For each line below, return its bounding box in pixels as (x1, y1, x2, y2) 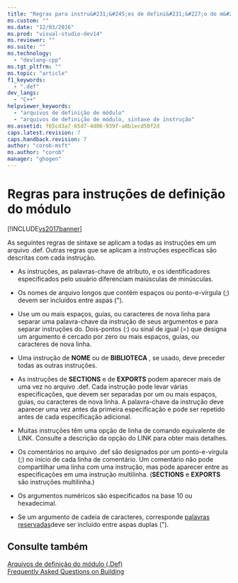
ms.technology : (7, 50, 52, 57)
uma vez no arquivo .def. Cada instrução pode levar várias (17, 382, 188, 391)
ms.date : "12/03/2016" (7, 23, 74, 30)
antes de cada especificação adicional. (17, 412, 132, 421)
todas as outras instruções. (17, 361, 98, 370)
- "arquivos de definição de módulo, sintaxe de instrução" (13, 116, 195, 123)
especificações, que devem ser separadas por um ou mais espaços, (17, 389, 217, 398)
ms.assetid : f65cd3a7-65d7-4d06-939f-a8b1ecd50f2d (7, 122, 160, 130)
